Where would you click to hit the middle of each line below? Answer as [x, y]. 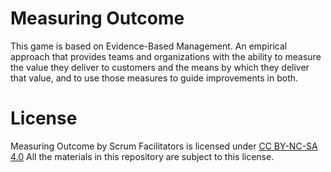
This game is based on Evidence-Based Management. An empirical [149, 46]
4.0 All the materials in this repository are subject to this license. [142, 156]
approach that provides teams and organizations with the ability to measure [166, 56]
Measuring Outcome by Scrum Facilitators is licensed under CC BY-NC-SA [164, 146]
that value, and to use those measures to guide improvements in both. [154, 78]
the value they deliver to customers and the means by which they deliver [160, 67]
